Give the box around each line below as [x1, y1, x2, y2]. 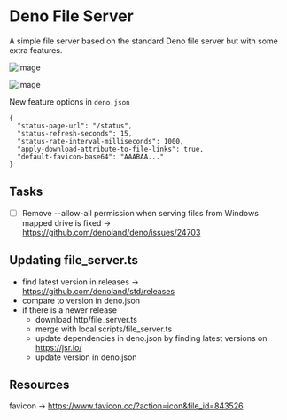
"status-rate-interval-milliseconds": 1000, [17, 136, 184, 145]
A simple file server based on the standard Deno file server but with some [9, 35, 279, 46]
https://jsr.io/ [35, 342, 82, 353]
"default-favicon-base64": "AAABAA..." [17, 152, 165, 161]
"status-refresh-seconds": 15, [17, 128, 133, 138]
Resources [9, 377, 70, 393]
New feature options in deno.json [9, 96, 130, 107]
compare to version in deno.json [21, 295, 140, 306]
